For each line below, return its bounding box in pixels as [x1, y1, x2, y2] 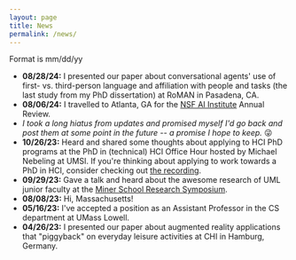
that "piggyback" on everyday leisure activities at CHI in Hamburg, [21, 232, 265, 242]
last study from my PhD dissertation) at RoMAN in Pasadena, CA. [21, 90, 260, 100]
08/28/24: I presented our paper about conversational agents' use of [21, 71, 277, 82]
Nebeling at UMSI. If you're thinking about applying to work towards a [21, 156, 277, 167]
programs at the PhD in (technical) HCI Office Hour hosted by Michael [21, 146, 277, 157]
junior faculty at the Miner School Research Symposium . [21, 184, 228, 195]
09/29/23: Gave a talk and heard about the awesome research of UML [21, 175, 281, 185]
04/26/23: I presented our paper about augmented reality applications [21, 222, 281, 232]
